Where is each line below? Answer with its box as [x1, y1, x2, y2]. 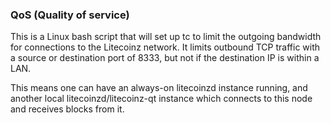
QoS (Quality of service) [10, 8, 130, 22]
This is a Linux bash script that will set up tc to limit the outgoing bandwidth [10, 31, 322, 43]
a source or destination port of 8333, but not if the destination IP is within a [10, 52, 320, 64]
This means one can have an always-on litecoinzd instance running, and [10, 82, 308, 94]
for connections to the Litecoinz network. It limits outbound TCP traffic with [10, 41, 321, 53]
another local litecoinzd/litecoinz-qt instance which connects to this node [10, 93, 313, 105]
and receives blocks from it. [10, 103, 125, 115]
